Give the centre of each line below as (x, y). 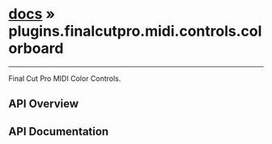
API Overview (44, 104)
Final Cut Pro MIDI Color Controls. (65, 78)
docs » (32, 14)
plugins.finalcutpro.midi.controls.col (135, 31)
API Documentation (59, 131)
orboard (36, 49)
